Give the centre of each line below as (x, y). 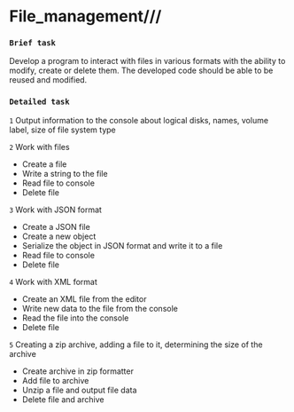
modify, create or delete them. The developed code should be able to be (141, 71)
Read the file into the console (75, 318)
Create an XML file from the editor (84, 298)
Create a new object (59, 236)
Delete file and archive (63, 399)
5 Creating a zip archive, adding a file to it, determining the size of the (136, 345)
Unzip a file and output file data (79, 390)
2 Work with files (39, 147)
